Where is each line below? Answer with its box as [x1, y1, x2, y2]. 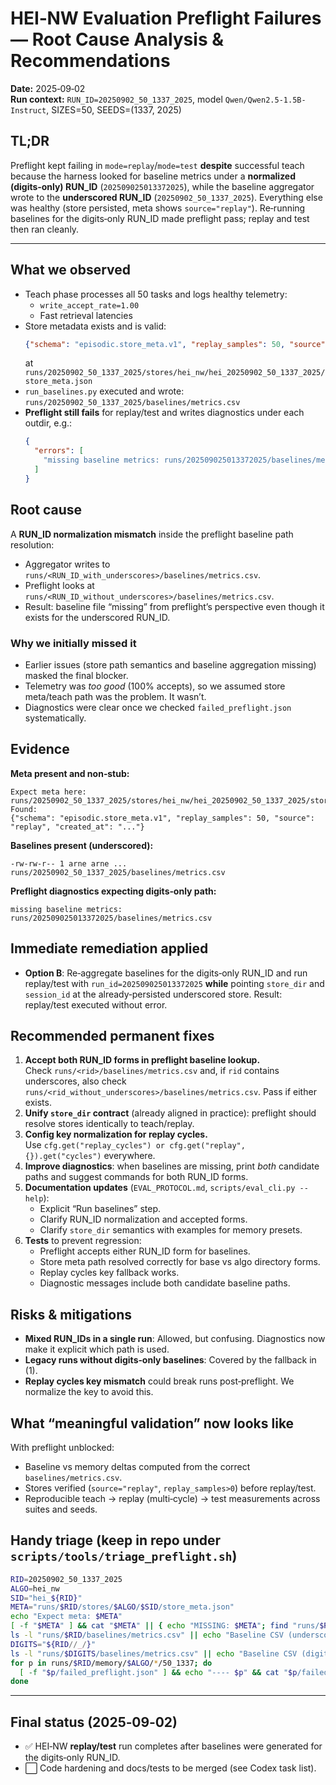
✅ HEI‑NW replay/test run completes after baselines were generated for [24, 1740, 323, 1752]
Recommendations [10, 50, 171, 72]
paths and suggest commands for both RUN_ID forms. [24, 1171, 249, 1183]
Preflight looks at [24, 579, 95, 591]
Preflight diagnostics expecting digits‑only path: [10, 885, 217, 897]
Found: [10, 804, 38, 814]
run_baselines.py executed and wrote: [24, 385, 185, 397]
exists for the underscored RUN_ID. [24, 611, 171, 623]
